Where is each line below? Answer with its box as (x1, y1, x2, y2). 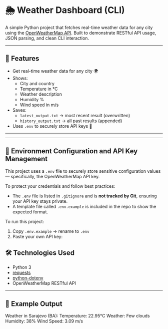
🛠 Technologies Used (5, 248, 75, 257)
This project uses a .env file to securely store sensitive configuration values (5, 168, 161, 174)
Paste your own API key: (12, 233, 63, 239)
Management (5, 155, 48, 163)
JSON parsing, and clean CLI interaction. (5, 35, 89, 41)
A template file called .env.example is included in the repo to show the (12, 203, 156, 209)
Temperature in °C (19, 86, 58, 92)
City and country (19, 80, 55, 86)
